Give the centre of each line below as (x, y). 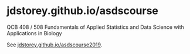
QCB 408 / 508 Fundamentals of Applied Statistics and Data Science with (95, 27)
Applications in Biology (34, 33)
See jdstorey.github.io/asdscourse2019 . (55, 45)
